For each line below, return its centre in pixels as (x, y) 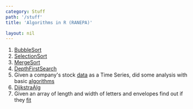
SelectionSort (31, 56)
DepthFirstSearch (35, 69)
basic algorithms (34, 81)
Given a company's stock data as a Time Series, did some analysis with (101, 75)
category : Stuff (25, 11)
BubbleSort (28, 50)
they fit (23, 100)
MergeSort (27, 62)
